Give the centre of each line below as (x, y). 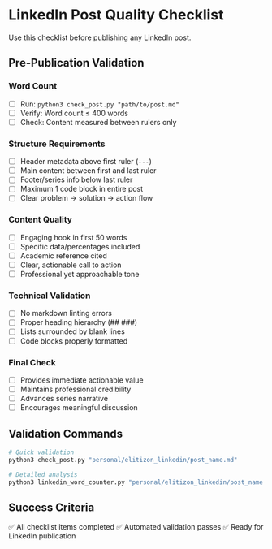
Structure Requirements (57, 144)
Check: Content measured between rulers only (98, 122)
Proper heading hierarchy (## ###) (79, 322)
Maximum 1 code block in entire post (82, 189)
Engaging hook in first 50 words (73, 237)
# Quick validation (41, 452)
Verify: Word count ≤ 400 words (74, 113)
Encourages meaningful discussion (79, 408)
